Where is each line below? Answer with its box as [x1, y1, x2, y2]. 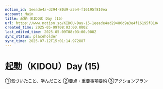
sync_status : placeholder [5, 34, 57, 39]
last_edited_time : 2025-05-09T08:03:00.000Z [5, 30, 97, 34]
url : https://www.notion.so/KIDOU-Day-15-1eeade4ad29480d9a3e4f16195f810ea [5, 20, 162, 26]
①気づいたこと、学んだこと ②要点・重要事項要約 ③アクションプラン [5, 78, 148, 84]
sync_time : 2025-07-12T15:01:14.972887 [5, 39, 86, 44]
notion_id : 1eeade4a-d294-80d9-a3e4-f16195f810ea [5, 7, 108, 12]
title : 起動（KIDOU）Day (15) [5, 16, 63, 21]
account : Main [5, 12, 34, 16]
